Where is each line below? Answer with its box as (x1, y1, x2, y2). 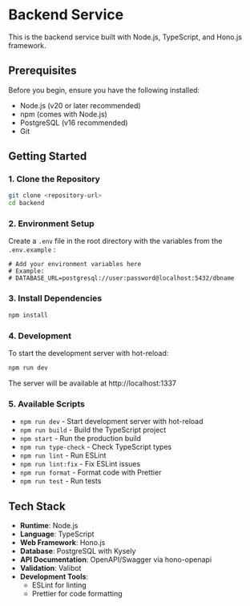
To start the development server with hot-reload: (8, 348, 169, 358)
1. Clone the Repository (8, 174, 100, 185)
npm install (8, 311, 48, 319)
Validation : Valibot (19, 563, 82, 572)
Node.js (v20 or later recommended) (19, 100, 142, 110)
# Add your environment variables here (8, 261, 142, 269)
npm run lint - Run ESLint (19, 450, 107, 460)
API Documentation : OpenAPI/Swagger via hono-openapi (19, 555, 212, 564)
